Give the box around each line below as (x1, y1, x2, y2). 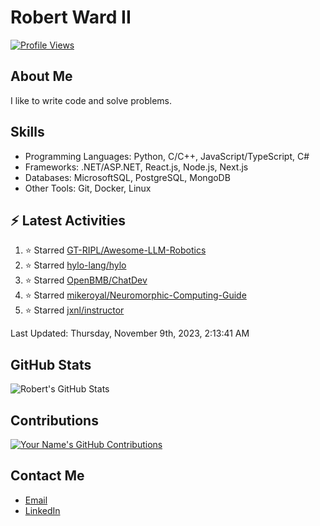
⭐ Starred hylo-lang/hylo (24, 259, 127, 271)
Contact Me (10, 467, 85, 485)
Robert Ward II (10, 6, 132, 29)
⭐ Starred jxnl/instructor (24, 304, 125, 316)
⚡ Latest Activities (10, 212, 126, 229)
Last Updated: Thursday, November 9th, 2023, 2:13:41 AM (10, 327, 250, 340)
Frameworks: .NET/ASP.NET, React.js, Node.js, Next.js (24, 161, 249, 173)
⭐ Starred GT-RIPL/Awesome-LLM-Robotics (24, 244, 207, 256)
